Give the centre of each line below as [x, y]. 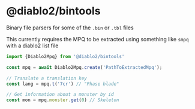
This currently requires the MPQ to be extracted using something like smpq [97, 39]
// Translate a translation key [46, 78]
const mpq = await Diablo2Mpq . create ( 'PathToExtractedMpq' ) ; [84, 67]
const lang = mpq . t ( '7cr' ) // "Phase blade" [63, 84]
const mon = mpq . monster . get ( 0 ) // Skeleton [63, 100]
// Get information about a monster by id [60, 95]
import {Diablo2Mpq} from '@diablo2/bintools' [65, 56]
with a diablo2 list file [32, 46]
